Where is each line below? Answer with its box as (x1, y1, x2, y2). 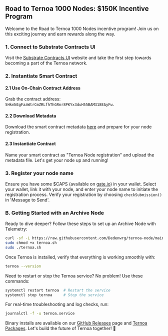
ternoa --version (5, 263, 41, 268)
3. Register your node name (5, 169, 74, 176)
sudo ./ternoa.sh (5, 245, 41, 250)
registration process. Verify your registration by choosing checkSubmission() (5, 191, 162, 197)
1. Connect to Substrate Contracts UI (5, 43, 96, 50)
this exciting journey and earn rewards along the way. (5, 30, 115, 37)
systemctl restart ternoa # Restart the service (5, 287, 111, 292)
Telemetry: (5, 226, 27, 232)
